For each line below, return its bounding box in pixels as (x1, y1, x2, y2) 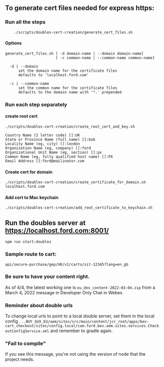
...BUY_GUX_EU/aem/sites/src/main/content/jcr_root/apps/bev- (19, 319, 149, 324)
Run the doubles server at (5, 219, 86, 227)
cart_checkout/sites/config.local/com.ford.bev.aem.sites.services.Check (5, 324, 160, 329)
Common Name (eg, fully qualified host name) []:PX (5, 154, 113, 159)
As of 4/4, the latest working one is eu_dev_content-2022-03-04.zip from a (5, 284, 156, 290)
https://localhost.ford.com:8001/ (5, 226, 109, 235)
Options (5, 40, 22, 46)
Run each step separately (5, 101, 67, 108)
